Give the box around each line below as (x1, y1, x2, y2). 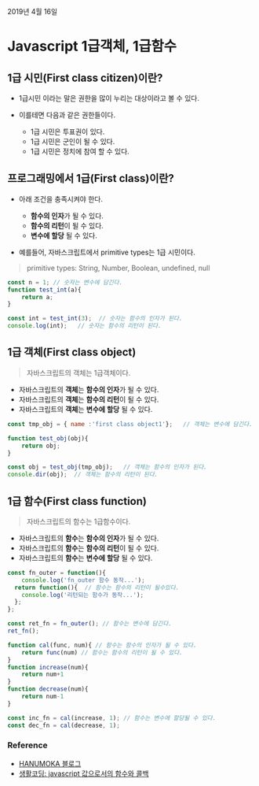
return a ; (21, 293, 54, 301)
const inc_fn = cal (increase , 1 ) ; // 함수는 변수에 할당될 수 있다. (7, 714, 217, 722)
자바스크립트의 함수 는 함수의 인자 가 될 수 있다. (18, 533, 159, 543)
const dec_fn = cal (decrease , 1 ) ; (7, 721, 121, 729)
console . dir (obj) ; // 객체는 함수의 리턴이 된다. (7, 471, 159, 479)
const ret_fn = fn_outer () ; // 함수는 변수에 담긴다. (7, 620, 172, 628)
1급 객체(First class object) (7, 346, 137, 359)
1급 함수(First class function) (7, 495, 147, 508)
